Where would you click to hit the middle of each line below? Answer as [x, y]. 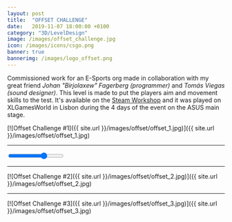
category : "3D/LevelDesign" [48, 33]
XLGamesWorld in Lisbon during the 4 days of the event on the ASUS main [113, 107]
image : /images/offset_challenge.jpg [61, 39]
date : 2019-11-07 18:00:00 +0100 [58, 26]
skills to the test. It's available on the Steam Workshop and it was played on [114, 100]
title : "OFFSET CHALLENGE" [48, 20]
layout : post [26, 13]
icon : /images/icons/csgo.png [51, 46]
